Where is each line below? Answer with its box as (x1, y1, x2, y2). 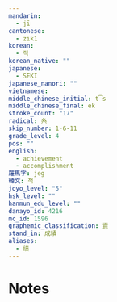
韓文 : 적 (8, 177, 34, 186)
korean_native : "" (8, 57, 70, 65)
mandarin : (8, 11, 42, 20)
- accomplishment (15, 162, 74, 170)
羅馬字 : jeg (8, 170, 45, 178)
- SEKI (15, 72, 38, 80)
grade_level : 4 (8, 132, 60, 140)
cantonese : (8, 27, 45, 35)
